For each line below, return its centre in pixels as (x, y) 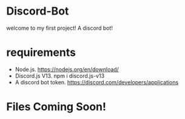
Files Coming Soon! (56, 107)
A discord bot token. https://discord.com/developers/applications (97, 82)
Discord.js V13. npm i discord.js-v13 (60, 76)
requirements (41, 53)
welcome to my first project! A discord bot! (60, 28)
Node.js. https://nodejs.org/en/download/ (67, 69)
